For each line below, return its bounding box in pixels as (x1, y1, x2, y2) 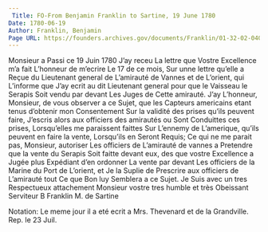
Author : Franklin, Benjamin (8, 26, 102, 34)
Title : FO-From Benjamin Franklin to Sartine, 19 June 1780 (11, 11, 216, 20)
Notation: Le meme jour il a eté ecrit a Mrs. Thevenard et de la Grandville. (8, 206, 249, 216)
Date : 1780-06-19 (8, 19, 66, 27)
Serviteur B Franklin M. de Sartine (8, 191, 120, 201)
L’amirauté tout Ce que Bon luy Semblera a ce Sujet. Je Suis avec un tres (8, 175, 247, 184)
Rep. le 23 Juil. (8, 215, 57, 225)
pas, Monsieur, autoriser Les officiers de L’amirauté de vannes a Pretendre (8, 140, 253, 150)
